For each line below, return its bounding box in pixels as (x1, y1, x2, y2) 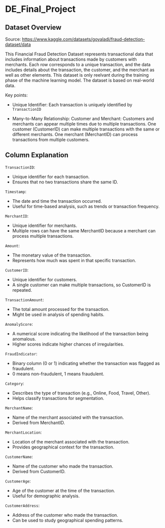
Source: (5, 36, 21, 42)
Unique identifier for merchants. (12, 222, 77, 228)
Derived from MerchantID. (12, 419, 66, 426)
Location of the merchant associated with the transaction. (12, 439, 130, 444)
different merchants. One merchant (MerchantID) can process (12, 132, 138, 137)
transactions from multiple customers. (12, 137, 90, 142)
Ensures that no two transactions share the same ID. (12, 179, 118, 185)
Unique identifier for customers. (12, 276, 77, 282)
